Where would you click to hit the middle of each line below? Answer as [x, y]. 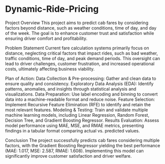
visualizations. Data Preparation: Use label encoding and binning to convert [82, 94]
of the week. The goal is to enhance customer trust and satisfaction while [80, 33]
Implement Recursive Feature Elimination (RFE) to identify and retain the [78, 104]
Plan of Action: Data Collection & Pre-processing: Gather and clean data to [81, 78]
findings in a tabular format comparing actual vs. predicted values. [73, 131]
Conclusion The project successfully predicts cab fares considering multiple [82, 140]
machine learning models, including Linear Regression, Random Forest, [77, 115]
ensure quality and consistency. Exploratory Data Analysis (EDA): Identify [79, 83]
